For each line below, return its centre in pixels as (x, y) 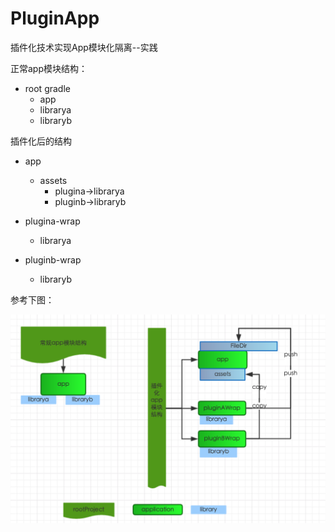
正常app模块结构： (49, 68)
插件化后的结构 (41, 141)
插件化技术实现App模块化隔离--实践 (84, 47)
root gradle (47, 88)
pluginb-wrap (53, 259)
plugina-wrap (52, 221)
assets (53, 180)
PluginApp (55, 18)
